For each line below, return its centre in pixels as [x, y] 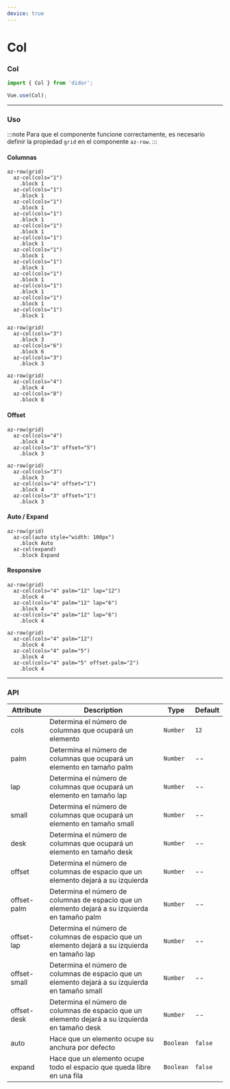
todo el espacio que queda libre [100, 1067]
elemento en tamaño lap [88, 795]
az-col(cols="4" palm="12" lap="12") [67, 590]
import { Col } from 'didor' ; [50, 83]
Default [207, 710]
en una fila [66, 1076]
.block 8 [32, 400]
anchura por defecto [82, 1048]
